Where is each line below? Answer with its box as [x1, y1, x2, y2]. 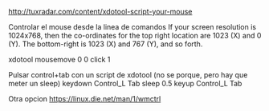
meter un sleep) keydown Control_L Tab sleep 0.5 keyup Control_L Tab [8, 79, 243, 88]
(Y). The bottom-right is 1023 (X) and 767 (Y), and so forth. [8, 39, 203, 49]
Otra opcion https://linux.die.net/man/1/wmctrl [8, 94, 161, 103]
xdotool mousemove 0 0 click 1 [8, 55, 111, 64]
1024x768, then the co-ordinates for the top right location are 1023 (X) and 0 [8, 31, 262, 40]
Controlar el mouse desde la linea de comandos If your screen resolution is [8, 22, 257, 31]
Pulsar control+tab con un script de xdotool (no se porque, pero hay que [8, 70, 248, 79]
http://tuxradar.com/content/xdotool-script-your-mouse [8, 7, 193, 16]
